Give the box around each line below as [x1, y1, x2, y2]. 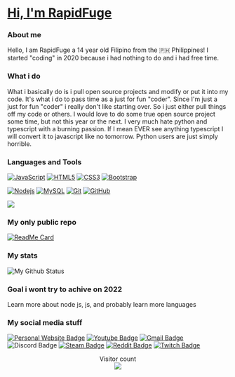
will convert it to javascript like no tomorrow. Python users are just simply [7, 132, 219, 140]
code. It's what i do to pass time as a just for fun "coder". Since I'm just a [7, 95, 217, 103]
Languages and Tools [7, 157, 82, 166]
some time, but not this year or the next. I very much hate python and [7, 117, 208, 126]
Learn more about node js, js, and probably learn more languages [7, 300, 196, 308]
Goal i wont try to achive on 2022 [7, 284, 123, 294]
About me [7, 30, 42, 40]
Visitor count [99, 355, 137, 363]
